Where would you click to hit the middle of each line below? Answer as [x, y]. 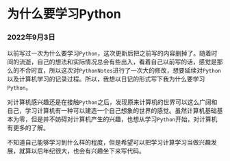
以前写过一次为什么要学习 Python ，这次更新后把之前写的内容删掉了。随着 [109, 53]
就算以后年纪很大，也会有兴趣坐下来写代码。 [82, 151]
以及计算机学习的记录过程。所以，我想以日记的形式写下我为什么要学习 [106, 79]
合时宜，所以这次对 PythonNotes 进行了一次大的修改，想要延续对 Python [123, 71]
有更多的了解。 [28, 128]
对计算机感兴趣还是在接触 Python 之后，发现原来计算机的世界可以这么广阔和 [112, 102]
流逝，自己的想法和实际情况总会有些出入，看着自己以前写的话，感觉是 [118, 62]
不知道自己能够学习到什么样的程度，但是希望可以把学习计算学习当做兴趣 [109, 143]
